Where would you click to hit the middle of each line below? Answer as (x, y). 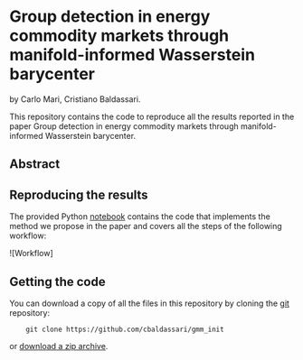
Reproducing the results (79, 194)
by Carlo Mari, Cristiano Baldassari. (75, 99)
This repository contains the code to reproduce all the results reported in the (152, 116)
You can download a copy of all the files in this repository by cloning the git (149, 303)
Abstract (35, 164)
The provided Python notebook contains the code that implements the (140, 217)
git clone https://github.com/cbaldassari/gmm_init (125, 329)
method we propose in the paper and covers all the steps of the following (146, 226)
